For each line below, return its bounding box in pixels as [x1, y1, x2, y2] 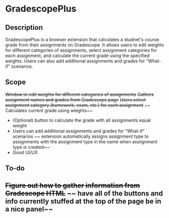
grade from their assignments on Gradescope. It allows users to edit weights [5, 42, 164, 48]
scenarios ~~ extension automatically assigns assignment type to [12, 133, 149, 139]
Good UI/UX [12, 149, 38, 155]
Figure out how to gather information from [5, 181, 140, 190]
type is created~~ [12, 144, 50, 150]
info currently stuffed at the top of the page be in [5, 197, 161, 205]
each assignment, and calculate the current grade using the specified [5, 52, 150, 59]
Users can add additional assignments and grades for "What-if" [12, 128, 145, 134]
